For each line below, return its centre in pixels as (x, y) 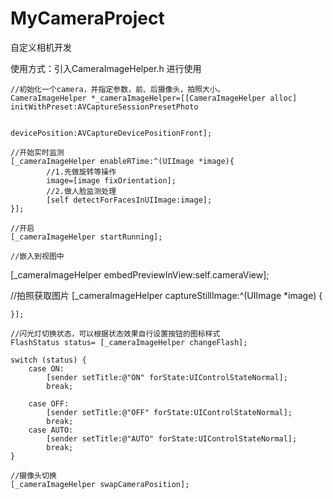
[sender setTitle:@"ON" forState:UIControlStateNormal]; (167, 377)
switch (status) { (48, 360)
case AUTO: (51, 430)
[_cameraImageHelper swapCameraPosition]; (100, 484)
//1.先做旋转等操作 (81, 172)
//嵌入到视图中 (37, 256)
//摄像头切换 (33, 475)
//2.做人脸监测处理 (81, 191)
